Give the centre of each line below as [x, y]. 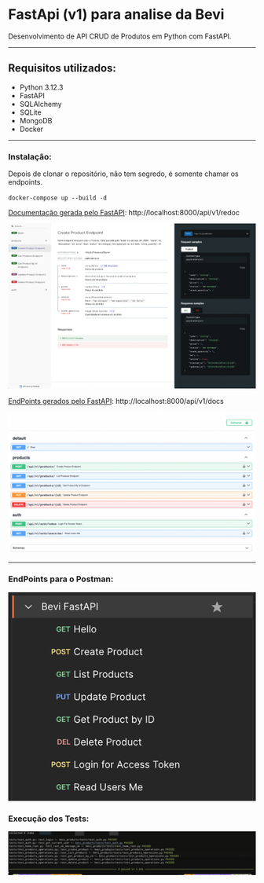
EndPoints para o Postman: [61, 579]
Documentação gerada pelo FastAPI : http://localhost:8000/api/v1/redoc [124, 213]
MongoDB [36, 120]
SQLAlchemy [40, 104]
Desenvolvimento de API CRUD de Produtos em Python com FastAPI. [120, 36]
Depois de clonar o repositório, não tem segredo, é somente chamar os [123, 174]
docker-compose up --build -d [58, 198]
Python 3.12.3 [41, 87]
